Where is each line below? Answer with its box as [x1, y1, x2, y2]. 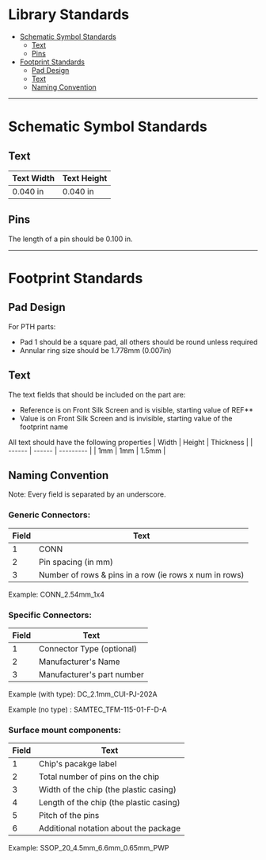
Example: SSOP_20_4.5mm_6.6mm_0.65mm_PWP [8, 843, 169, 853]
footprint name [19, 422, 69, 432]
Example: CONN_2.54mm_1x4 [8, 589, 105, 599]
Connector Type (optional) [38, 643, 137, 654]
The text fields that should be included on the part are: [8, 390, 186, 399]
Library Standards [8, 6, 130, 24]
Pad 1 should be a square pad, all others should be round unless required [19, 337, 258, 347]
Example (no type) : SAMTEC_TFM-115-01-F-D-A [8, 705, 168, 714]
